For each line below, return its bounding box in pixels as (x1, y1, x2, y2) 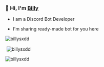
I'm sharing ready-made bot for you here (12, 26, 99, 32)
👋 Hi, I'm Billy (5, 5, 39, 12)
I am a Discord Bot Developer (12, 16, 75, 22)
